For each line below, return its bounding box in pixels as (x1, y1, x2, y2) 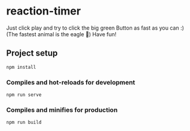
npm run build (6, 120, 42, 126)
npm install (6, 64, 36, 70)
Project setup (6, 48, 59, 59)
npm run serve (6, 92, 42, 98)
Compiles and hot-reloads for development (6, 78, 136, 86)
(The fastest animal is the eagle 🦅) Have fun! (6, 30, 116, 37)
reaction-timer (6, 4, 81, 18)
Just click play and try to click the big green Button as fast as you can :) (6, 24, 185, 31)
